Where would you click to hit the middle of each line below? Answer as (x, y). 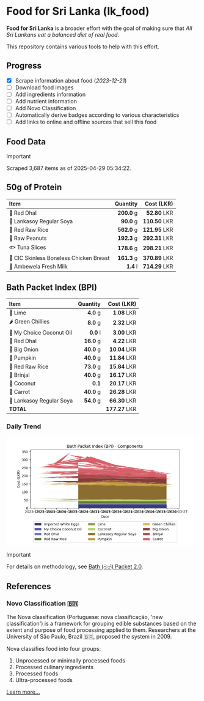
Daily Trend (24, 426)
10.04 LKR (122, 349)
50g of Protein (34, 187)
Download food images (44, 87)
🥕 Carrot (20, 392)
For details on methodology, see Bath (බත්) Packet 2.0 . (75, 566)
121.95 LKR (158, 230)
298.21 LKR (158, 248)
